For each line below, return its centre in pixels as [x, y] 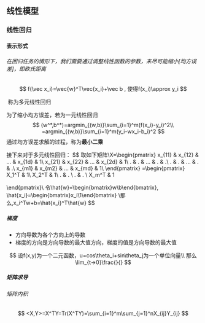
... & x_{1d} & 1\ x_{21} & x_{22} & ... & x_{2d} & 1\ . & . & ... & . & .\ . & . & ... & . [103, 162]
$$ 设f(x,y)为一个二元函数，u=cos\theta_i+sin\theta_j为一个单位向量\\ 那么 [103, 255]
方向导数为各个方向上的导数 [50, 235]
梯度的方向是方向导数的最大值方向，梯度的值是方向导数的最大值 [96, 243]
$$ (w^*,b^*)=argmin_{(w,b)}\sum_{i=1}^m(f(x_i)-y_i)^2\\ [103, 125]
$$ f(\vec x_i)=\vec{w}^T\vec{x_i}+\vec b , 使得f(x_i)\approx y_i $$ [103, 89]
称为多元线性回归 [29, 102]
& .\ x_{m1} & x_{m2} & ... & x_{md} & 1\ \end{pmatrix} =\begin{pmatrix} [96, 168]
